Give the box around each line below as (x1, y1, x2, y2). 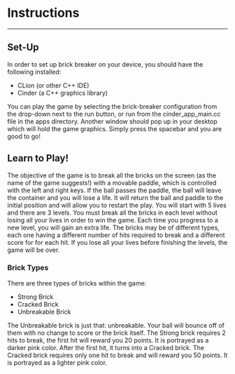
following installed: (7, 67, 62, 76)
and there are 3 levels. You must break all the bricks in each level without (7, 208, 218, 217)
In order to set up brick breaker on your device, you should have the (7, 60, 204, 68)
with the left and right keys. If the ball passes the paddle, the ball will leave (7, 186, 222, 194)
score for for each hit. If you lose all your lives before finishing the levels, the (7, 238, 228, 246)
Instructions (7, 5, 80, 21)
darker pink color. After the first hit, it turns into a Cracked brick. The (7, 343, 205, 352)
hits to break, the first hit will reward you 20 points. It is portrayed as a (7, 335, 209, 345)
